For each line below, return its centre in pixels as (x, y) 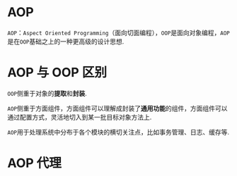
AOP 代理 (35, 163)
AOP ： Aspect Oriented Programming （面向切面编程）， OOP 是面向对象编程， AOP (118, 32)
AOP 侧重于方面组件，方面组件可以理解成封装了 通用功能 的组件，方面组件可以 (117, 108)
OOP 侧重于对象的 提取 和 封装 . (47, 93)
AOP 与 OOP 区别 (57, 73)
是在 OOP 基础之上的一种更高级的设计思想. (66, 41)
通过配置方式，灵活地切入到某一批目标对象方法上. (80, 117)
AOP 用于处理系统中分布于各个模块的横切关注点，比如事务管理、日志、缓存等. (118, 132)
